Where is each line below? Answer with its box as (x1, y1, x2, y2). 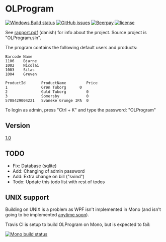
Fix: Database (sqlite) (12, 163, 57, 169)
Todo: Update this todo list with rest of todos (12, 179, 105, 185)
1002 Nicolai (5, 63, 39, 68)
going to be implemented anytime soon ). (5, 212, 90, 218)
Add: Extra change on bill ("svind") (12, 173, 85, 179)
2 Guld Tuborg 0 (5, 89, 89, 94)
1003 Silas (5, 67, 35, 72)
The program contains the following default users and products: (5, 44, 137, 50)
